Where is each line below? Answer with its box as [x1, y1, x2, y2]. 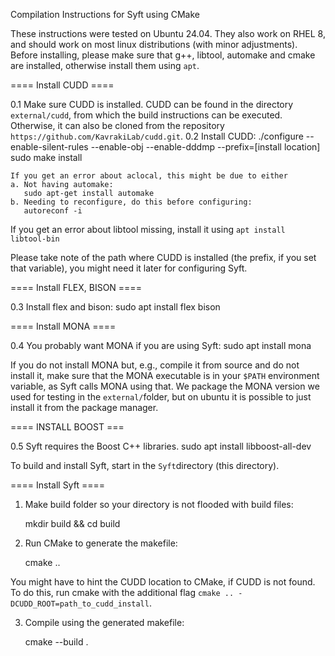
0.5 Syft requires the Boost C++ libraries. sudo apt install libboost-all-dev [10, 440, 312, 452]
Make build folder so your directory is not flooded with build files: [24, 499, 294, 510]
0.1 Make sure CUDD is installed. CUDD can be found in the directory [10, 99, 294, 110]
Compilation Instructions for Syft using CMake [10, 9, 200, 20]
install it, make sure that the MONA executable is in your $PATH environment [10, 370, 320, 381]
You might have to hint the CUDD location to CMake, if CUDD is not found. [10, 576, 316, 588]
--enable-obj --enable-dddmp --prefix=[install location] [90, 141, 321, 153]
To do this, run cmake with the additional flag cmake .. [10, 587, 235, 598]
